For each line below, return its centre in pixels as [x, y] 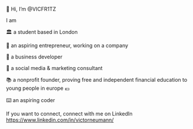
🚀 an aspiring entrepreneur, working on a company [67, 46]
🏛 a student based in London [42, 32]
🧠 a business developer [34, 57]
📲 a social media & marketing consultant [54, 68]
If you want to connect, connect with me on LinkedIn [69, 114]
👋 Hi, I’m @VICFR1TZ [31, 9]
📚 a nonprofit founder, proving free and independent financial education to [97, 80]
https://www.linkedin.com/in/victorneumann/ [60, 120]
